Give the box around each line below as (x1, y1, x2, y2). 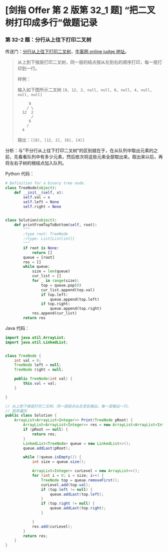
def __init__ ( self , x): (14, 190, 64, 196)
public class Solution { (5, 413, 57, 418)
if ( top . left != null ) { (40, 487, 93, 492)
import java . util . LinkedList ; (5, 339, 68, 345)
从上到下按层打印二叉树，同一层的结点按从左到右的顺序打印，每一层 (17, 59, 158, 65)
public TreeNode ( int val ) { (14, 377, 72, 382)
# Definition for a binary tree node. (5, 181, 86, 186)
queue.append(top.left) (49, 297, 99, 302)
